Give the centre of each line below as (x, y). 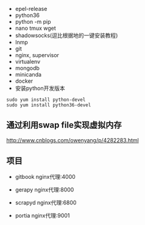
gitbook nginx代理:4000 (45, 176)
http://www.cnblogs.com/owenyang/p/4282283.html (72, 140)
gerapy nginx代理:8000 (44, 189)
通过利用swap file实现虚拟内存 (64, 125)
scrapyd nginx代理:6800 (46, 202)
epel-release (31, 9)
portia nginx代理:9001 (42, 215)
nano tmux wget (35, 28)
